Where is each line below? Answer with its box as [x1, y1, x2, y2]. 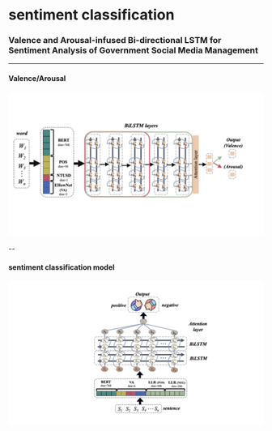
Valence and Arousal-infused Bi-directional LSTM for [8, 35, 222, 46]
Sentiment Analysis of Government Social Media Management [8, 45, 259, 56]
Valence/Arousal [8, 74, 66, 83]
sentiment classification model [8, 262, 115, 272]
